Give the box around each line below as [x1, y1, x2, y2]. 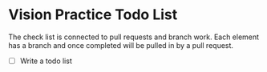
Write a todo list [19, 56, 72, 66]
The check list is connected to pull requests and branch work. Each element [8, 32, 259, 42]
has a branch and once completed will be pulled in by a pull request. [8, 40, 234, 50]
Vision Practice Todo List [8, 6, 178, 24]
